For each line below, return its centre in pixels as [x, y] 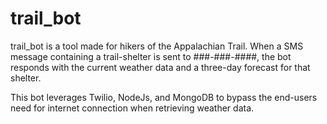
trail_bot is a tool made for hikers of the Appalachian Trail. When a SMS [157, 46]
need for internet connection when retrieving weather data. [132, 108]
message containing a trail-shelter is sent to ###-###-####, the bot [151, 56]
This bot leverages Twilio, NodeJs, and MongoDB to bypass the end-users [164, 97]
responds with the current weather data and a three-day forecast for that [160, 67]
